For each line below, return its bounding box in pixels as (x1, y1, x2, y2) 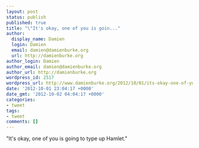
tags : (6, 108, 20, 114)
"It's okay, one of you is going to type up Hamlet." (6, 135, 127, 142)
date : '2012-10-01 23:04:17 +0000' (6, 86, 94, 92)
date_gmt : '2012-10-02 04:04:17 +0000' (6, 91, 105, 97)
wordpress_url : (6, 81, 44, 86)
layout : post (6, 8, 38, 15)
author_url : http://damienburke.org (6, 69, 97, 75)
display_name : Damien (11, 36, 65, 42)
